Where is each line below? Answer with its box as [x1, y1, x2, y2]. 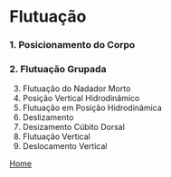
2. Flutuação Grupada [9, 63, 107, 76]
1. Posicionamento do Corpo [9, 39, 136, 51]
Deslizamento [22, 112, 74, 123]
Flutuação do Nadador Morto [22, 83, 131, 94]
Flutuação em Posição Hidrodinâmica [22, 102, 163, 114]
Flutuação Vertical [22, 131, 90, 142]
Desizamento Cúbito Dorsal [22, 122, 125, 133]
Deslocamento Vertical [22, 141, 108, 152]
